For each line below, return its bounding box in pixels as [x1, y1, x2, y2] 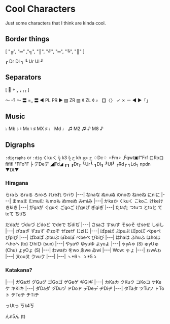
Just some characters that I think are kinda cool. [5, 20, 106, 26]
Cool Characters [5, 3, 76, 15]
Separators [5, 73, 42, 82]
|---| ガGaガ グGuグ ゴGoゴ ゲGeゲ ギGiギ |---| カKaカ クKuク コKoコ [5, 279, 151, 285]
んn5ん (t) [5, 313, 26, 319]
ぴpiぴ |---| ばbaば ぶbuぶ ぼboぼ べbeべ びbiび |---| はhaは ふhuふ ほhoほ [5, 234, 161, 240]
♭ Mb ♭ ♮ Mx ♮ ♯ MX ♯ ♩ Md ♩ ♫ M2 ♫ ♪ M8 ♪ [5, 126, 104, 132]
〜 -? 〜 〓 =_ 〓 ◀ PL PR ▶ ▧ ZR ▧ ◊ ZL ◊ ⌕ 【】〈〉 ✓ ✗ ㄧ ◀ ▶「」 [5, 97, 151, 103]
